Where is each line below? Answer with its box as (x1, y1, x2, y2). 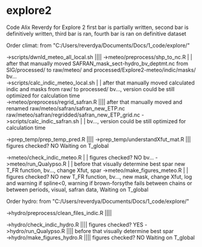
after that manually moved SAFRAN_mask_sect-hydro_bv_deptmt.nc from (6, 60, 189, 67)
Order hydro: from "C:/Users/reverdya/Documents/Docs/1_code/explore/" (6, 197, 189, 205)
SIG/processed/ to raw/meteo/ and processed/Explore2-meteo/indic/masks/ (6, 66, 196, 73)
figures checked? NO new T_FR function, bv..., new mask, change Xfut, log (6, 173, 192, 180)
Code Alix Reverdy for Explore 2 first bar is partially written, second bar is (6, 24, 189, 31)
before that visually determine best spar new (74, 160, 186, 167)
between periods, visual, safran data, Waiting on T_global (6, 185, 149, 193)
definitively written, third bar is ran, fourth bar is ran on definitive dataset (6, 30, 187, 37)
